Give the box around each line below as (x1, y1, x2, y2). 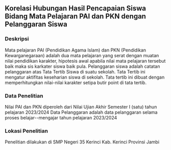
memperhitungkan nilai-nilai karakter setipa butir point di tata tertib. (5, 79, 146, 86)
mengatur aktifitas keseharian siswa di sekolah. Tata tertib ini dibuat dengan (5, 74, 165, 80)
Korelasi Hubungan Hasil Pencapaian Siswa (5, 4, 146, 13)
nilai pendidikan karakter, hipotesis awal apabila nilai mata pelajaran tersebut (5, 58, 166, 64)
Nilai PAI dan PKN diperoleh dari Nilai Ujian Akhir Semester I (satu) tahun (5, 104, 157, 110)
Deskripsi (5, 35, 29, 42)
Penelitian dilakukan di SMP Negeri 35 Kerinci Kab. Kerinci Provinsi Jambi (5, 139, 159, 145)
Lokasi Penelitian (5, 127, 48, 134)
